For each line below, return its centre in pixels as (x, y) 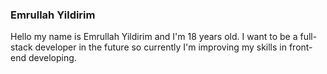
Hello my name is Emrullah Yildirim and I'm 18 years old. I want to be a (154, 37)
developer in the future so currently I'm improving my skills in (160, 47)
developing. (52, 58)
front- (300, 47)
